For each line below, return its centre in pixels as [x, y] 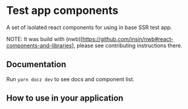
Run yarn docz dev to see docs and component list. [70, 79]
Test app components [62, 11]
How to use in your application [65, 98]
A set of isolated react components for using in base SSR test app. [89, 27]
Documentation [36, 64]
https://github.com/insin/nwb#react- [128, 39]
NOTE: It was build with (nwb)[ [45, 39]
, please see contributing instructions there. [128, 45]
